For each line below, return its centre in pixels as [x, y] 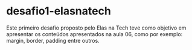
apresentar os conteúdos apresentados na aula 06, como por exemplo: [94, 34]
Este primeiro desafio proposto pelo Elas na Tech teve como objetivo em [96, 28]
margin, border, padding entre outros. [53, 40]
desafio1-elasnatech [59, 11]
